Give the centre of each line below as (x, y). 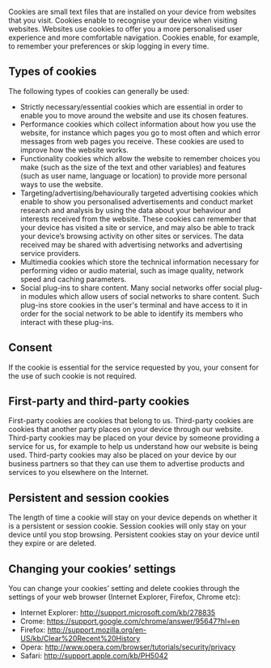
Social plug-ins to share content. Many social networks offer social (131, 288)
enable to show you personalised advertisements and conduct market (136, 201)
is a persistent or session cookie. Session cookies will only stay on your (127, 526)
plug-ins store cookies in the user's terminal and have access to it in (134, 305)
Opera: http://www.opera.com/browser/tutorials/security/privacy (128, 647)
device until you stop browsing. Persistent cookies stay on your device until (134, 535)
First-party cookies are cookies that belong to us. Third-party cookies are (131, 421)
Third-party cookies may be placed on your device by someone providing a (134, 438)
